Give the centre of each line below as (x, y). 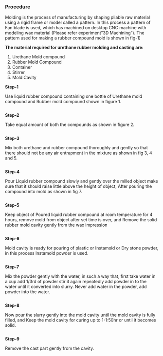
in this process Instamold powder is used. (47, 253)
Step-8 (12, 305)
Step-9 (12, 339)
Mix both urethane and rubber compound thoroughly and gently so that (76, 148)
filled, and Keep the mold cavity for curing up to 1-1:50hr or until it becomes (81, 320)
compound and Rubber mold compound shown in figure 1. (63, 102)
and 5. (11, 158)
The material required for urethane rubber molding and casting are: (74, 48)
